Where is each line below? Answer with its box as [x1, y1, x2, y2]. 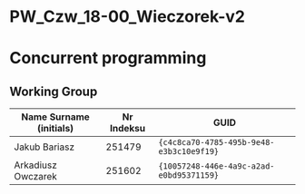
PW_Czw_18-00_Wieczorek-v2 [9, 6, 245, 27]
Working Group [9, 83, 98, 99]
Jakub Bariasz [14, 141, 75, 153]
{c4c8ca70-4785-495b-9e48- [158, 138, 275, 148]
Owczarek [14, 170, 57, 183]
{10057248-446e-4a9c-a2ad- [158, 161, 275, 171]
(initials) [36, 122, 74, 135]
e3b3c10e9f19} [158, 147, 220, 157]
